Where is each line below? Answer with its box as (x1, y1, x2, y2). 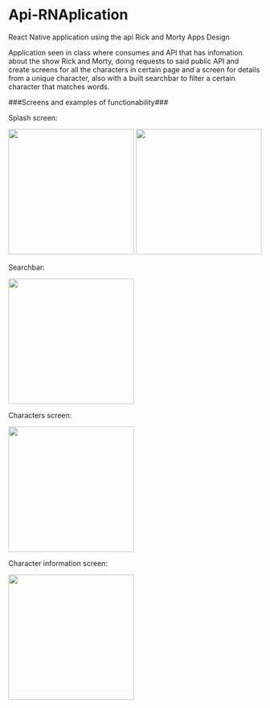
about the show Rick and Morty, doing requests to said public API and (8, 56, 239, 66)
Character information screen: (8, 558, 108, 568)
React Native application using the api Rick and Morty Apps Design (8, 32, 231, 42)
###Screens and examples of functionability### (8, 97, 169, 107)
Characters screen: (8, 410, 72, 420)
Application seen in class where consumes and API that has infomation (8, 47, 243, 57)
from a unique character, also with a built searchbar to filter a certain (8, 73, 235, 83)
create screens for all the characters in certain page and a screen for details (8, 64, 260, 74)
